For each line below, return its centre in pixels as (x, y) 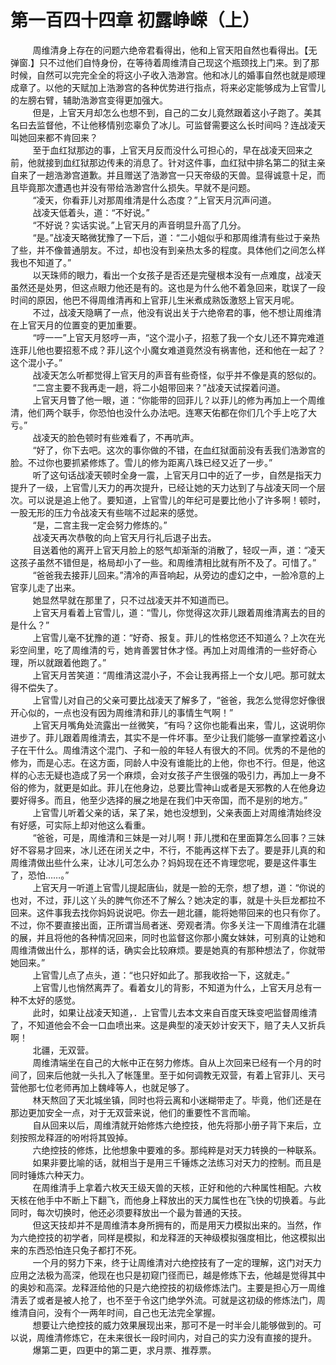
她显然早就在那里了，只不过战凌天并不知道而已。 (133, 600)
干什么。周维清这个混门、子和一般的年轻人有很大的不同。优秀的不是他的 (176, 750)
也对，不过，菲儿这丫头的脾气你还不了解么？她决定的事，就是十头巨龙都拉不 (168, 900)
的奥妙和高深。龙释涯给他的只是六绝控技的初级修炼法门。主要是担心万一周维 (168, 1287)
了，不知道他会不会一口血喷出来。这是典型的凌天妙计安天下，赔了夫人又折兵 (168, 1025)
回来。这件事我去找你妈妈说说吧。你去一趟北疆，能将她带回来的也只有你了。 (168, 912)
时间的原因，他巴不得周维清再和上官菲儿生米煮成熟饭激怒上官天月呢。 (155, 300)
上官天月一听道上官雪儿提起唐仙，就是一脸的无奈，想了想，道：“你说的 (179, 887)
